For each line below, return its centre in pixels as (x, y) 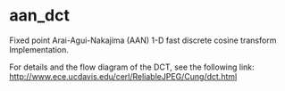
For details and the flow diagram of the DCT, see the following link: (132, 67)
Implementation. (39, 49)
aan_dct (39, 16)
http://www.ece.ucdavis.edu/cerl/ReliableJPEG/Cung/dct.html (123, 76)
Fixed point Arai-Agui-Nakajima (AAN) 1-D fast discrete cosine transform (143, 40)
